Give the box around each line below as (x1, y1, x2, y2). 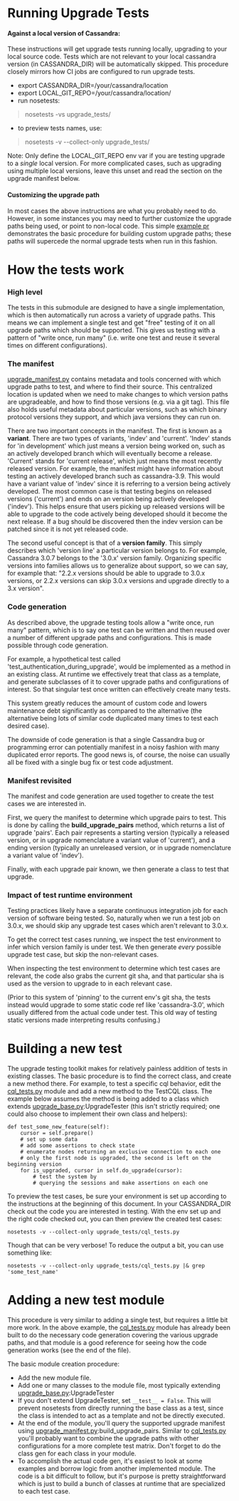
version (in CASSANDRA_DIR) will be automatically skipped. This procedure (7, 60, 229, 68)
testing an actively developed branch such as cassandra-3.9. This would (7, 472, 221, 481)
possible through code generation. (7, 641, 109, 649)
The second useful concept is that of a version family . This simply (7, 539, 203, 548)
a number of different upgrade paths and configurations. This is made (7, 633, 212, 642)
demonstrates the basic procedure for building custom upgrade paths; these (7, 229, 232, 238)
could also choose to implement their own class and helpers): (7, 1109, 188, 1119)
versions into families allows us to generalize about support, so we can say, (7, 561, 229, 570)
